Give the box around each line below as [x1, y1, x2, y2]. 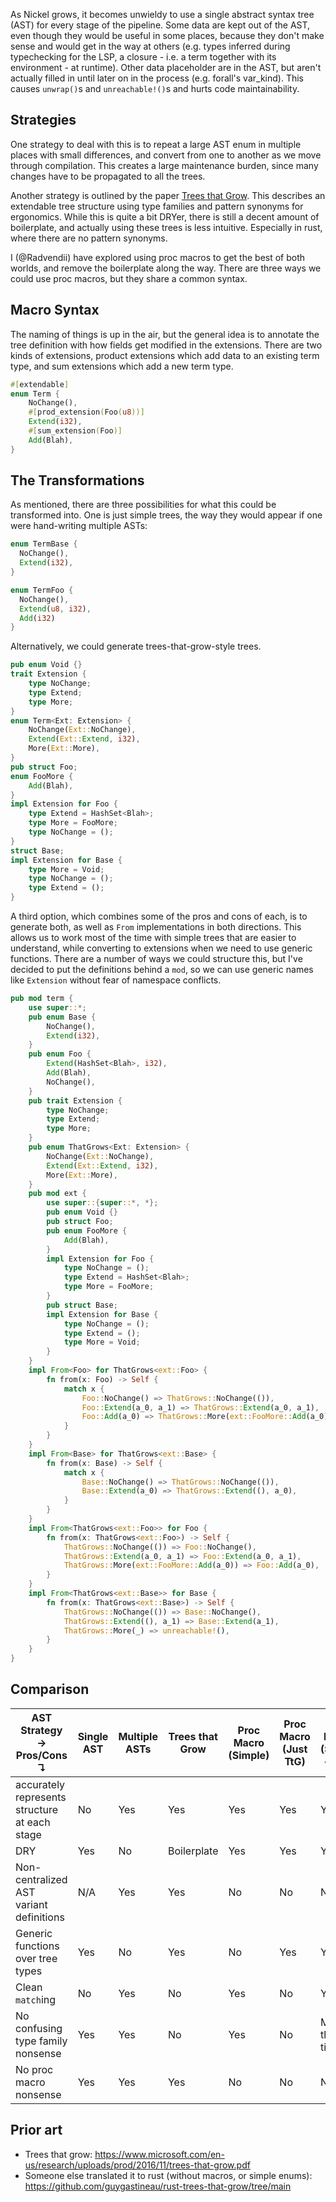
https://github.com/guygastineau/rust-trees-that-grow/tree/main [24, 2180, 292, 2192]
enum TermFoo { [10, 585, 74, 595]
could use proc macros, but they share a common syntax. [10, 272, 248, 284]
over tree [15, 1951, 58, 1965]
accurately [15, 1777, 66, 1791]
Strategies [10, 112, 77, 129]
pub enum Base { [28, 1012, 97, 1022]
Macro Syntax [10, 302, 100, 319]
